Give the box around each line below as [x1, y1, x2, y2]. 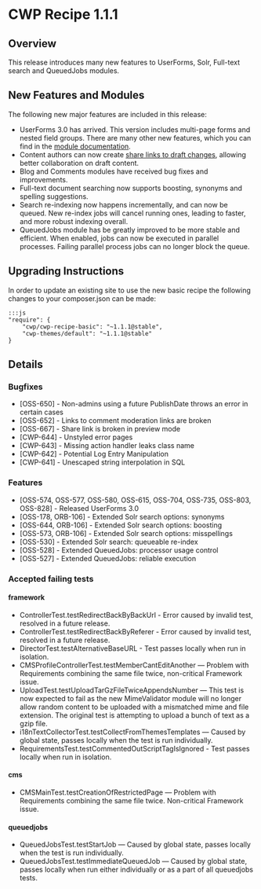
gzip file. [19, 718, 49, 728]
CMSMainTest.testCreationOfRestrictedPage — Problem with [19, 788, 217, 797]
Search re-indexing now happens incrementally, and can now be [19, 200, 229, 209]
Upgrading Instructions [8, 265, 125, 278]
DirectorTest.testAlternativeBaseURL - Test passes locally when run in [19, 643, 246, 653]
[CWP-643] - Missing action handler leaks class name [19, 441, 194, 450]
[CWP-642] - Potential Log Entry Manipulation [19, 450, 169, 459]
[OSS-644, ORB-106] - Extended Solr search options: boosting [19, 520, 222, 530]
